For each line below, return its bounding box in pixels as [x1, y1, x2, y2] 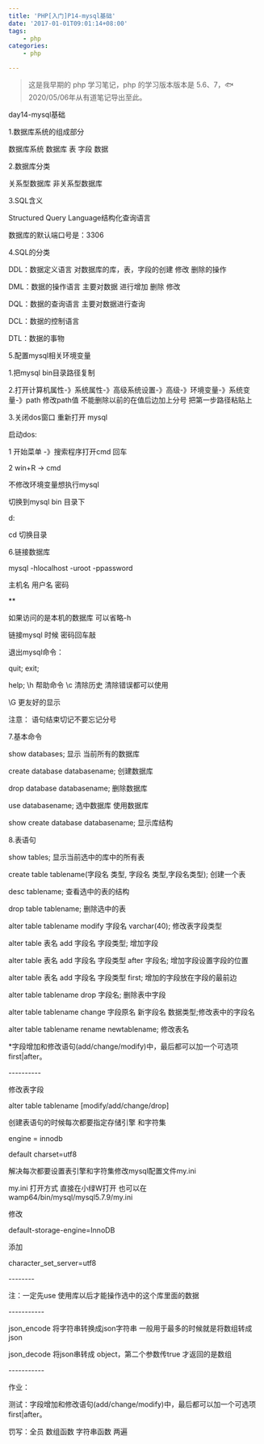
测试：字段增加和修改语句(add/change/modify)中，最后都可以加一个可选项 [8, 1399, 257, 1409]
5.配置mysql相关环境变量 [8, 351, 91, 360]
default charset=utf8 [8, 1149, 78, 1159]
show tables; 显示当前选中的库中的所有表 [8, 852, 145, 862]
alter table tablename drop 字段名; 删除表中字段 [8, 990, 166, 999]
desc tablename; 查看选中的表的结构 [8, 887, 130, 896]
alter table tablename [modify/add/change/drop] [8, 1101, 170, 1110]
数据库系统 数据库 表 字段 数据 [8, 144, 109, 154]
